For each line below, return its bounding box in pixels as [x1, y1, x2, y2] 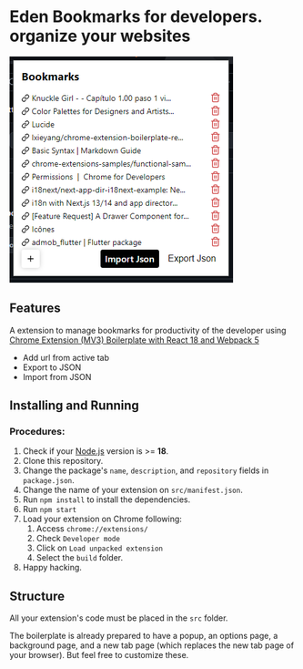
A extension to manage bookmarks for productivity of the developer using [9, 324, 287, 335]
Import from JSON [22, 371, 92, 382]
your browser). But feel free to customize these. [9, 650, 189, 661]
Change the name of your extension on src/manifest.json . [22, 485, 243, 496]
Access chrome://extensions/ [35, 523, 148, 534]
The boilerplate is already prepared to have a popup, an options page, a [9, 631, 278, 642]
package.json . [22, 475, 75, 486]
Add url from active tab [22, 352, 110, 363]
